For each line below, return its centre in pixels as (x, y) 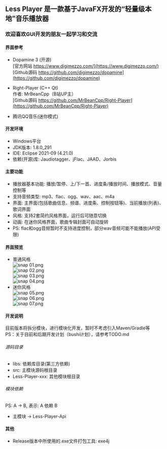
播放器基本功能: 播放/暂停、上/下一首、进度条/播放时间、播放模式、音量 (87, 183)
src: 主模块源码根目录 (35, 370)
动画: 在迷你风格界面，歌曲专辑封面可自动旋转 (60, 221)
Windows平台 (27, 141)
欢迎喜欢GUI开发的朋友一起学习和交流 (51, 34)
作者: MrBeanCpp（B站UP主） (44, 94)
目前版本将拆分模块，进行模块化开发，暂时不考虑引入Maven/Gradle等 (78, 328)
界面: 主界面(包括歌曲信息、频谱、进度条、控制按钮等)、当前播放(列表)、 (88, 203)
